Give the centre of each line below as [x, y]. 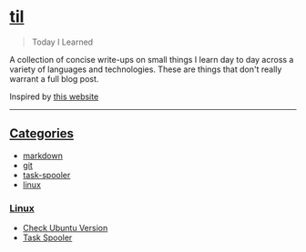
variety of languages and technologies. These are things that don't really [146, 69]
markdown [43, 156]
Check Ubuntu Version [65, 228]
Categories [42, 134]
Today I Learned [62, 42]
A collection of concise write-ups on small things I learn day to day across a [152, 59]
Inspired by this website [54, 96]
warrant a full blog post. [54, 78]
